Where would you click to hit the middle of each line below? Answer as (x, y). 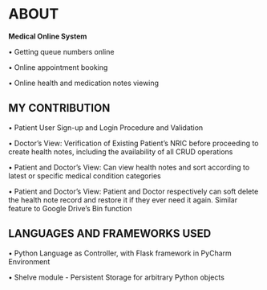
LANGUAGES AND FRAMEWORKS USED (110, 234)
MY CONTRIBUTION (59, 108)
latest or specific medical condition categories (85, 176)
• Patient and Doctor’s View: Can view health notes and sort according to (129, 167)
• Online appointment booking (58, 67)
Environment (29, 261)
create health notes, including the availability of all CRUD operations (121, 151)
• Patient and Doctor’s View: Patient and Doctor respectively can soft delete (133, 191)
